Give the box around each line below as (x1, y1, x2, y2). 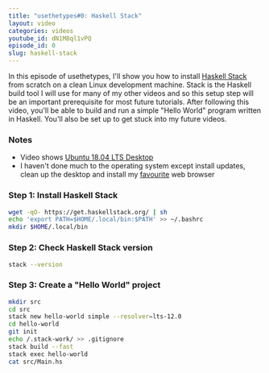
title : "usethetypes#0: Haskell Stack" (8, 11, 143, 20)
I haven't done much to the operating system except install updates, (19, 161, 246, 171)
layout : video (8, 19, 56, 27)
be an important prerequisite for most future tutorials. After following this (8, 97, 250, 106)
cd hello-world (8, 320, 60, 329)
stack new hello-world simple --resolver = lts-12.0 (8, 313, 182, 321)
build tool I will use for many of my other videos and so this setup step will (8, 89, 254, 97)
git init (8, 328, 38, 336)
